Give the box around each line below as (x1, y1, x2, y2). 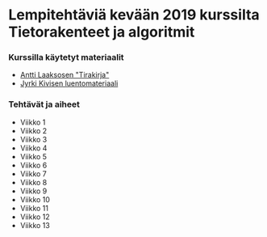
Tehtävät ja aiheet (8, 99, 81, 110)
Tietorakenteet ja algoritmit (8, 23, 195, 41)
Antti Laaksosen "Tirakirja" (19, 70, 110, 80)
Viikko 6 (19, 160, 48, 170)
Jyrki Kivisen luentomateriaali (19, 78, 119, 88)
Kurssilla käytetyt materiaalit (8, 52, 124, 63)
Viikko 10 (19, 194, 51, 204)
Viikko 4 (19, 143, 48, 153)
